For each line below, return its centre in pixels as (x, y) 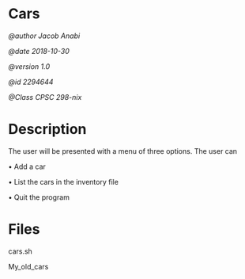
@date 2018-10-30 (39, 51)
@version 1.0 (29, 66)
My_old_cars (28, 266)
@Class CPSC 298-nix (45, 97)
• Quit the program (39, 197)
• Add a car (27, 166)
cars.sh (21, 251)
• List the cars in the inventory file (63, 182)
